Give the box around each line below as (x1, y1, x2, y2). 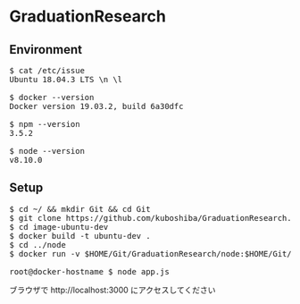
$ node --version (9, 146, 85, 156)
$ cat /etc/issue (9, 65, 85, 75)
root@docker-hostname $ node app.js (9, 266, 170, 276)
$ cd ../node (9, 240, 67, 249)
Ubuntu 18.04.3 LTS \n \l (9, 74, 123, 84)
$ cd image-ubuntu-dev (9, 222, 109, 232)
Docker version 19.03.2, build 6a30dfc (9, 101, 184, 111)
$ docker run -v (9, 249, 80, 258)
